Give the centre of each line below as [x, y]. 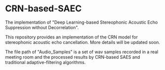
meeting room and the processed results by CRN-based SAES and [73, 57]
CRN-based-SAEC [43, 9]
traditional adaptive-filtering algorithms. [45, 62]
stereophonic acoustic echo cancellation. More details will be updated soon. [83, 42]
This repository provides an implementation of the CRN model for [72, 37]
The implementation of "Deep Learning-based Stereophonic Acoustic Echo [82, 22]
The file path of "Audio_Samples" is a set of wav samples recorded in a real [82, 52]
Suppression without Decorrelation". [42, 27]
